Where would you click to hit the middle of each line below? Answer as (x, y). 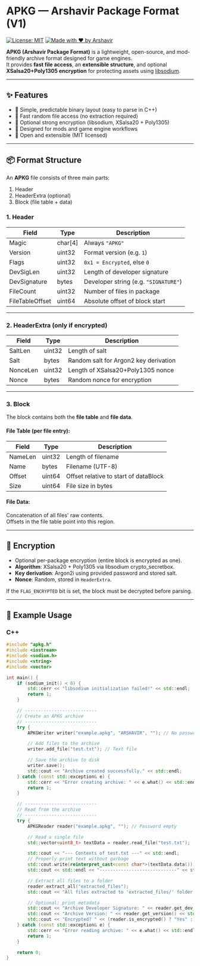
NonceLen (24, 370)
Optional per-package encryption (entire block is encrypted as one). (99, 560)
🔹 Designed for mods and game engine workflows (76, 128)
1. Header (20, 217)
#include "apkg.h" (29, 645)
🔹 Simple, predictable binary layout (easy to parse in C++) (86, 109)
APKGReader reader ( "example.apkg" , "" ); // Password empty (102, 826)
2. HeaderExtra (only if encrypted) (57, 325)
